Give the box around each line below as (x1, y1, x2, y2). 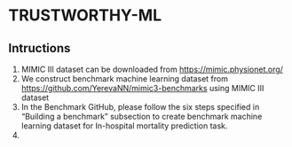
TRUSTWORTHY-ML (8, 5, 162, 26)
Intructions (8, 41, 71, 56)
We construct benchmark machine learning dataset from (20, 73, 228, 84)
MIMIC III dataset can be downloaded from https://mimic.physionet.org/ (20, 64, 283, 74)
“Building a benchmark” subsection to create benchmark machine (20, 112, 263, 121)
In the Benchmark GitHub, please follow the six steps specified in (20, 102, 260, 112)
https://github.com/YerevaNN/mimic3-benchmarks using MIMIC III (20, 83, 264, 93)
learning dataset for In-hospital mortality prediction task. (20, 120, 228, 131)
